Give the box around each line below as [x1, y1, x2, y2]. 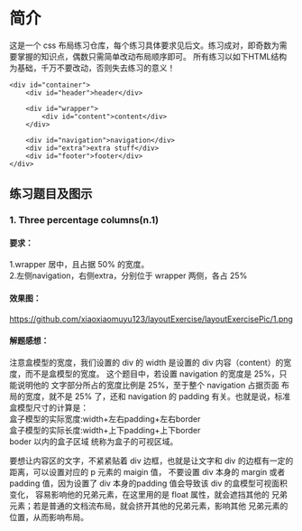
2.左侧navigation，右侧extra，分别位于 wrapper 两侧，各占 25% [9, 270, 248, 281]
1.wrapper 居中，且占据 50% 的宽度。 [9, 259, 150, 270]
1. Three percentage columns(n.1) [9, 214, 160, 227]
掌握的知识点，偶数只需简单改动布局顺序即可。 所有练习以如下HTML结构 [16, 51, 287, 61]
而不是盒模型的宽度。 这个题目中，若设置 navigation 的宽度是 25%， [24, 368, 279, 379]
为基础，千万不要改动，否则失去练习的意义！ [9, 62, 176, 73]
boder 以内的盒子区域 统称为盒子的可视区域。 [9, 435, 178, 447]
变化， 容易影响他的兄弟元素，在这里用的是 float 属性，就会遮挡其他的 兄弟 [9, 489, 288, 499]
